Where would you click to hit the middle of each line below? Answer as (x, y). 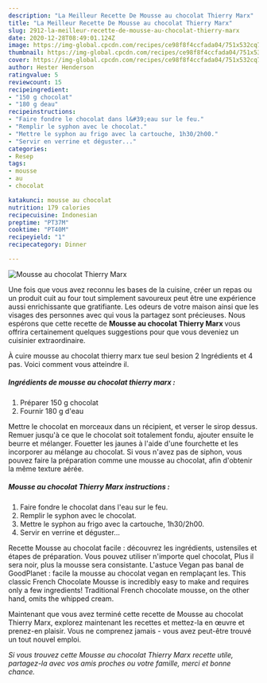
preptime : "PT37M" (39, 222)
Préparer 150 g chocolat (59, 402)
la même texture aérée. (46, 468)
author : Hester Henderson (51, 68)
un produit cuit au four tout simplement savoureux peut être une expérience (132, 298)
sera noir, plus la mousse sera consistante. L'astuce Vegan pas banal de (126, 564)
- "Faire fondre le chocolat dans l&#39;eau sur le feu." (106, 119)
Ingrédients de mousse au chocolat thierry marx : (92, 382)
